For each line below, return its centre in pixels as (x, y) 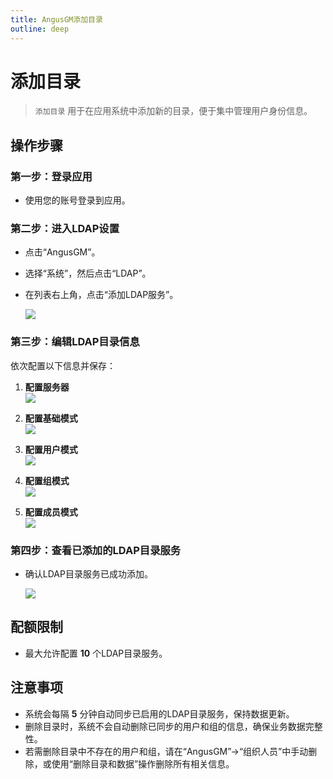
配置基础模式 (51, 418)
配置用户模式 (51, 449)
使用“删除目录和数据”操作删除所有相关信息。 (143, 763)
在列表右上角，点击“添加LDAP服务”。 (101, 295)
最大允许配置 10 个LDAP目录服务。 (96, 653)
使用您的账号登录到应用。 (77, 200)
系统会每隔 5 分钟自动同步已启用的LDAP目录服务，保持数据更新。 (159, 713)
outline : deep (40, 29)
